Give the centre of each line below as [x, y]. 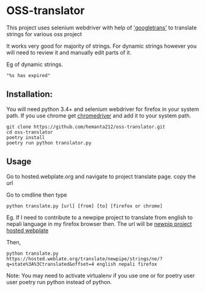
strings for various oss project [44, 34]
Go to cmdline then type [37, 195]
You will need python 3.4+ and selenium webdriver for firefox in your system [103, 109]
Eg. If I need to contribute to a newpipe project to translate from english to [99, 217]
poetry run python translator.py [49, 143]
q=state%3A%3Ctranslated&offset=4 [50, 264]
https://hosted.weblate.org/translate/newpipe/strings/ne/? [85, 259]
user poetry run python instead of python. [59, 282]
